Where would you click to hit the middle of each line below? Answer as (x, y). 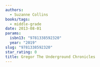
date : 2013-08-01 (23, 29)
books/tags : (18, 19)
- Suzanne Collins (29, 15)
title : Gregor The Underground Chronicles (50, 57)
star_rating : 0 (21, 52)
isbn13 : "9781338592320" (36, 38)
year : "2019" (23, 43)
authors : (14, 10)
